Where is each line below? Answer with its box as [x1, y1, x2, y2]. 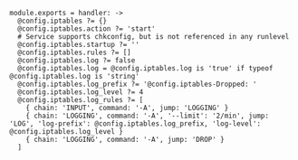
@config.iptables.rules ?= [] [17, 48, 131, 57]
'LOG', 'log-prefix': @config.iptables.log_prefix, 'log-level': [9, 119, 261, 128]
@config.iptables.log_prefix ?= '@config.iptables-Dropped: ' [17, 80, 257, 89]
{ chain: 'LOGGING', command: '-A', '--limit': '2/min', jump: [25, 111, 270, 120]
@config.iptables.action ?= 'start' [17, 24, 156, 33]
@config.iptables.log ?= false [17, 56, 136, 65]
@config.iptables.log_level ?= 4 [17, 88, 144, 97]
